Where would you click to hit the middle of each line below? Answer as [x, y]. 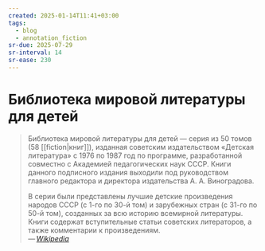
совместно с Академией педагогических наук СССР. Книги [129, 163]
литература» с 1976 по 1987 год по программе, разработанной [135, 155]
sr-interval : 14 [35, 53]
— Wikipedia [48, 238]
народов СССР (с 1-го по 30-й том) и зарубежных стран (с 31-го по [142, 205]
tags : [17, 23]
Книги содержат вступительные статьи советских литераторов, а [140, 222]
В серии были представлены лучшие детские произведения [130, 196]
